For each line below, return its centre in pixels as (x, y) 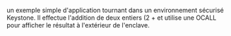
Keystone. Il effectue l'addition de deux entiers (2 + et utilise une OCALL (112, 18)
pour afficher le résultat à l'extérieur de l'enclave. (78, 25)
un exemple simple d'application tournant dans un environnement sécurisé (115, 10)
